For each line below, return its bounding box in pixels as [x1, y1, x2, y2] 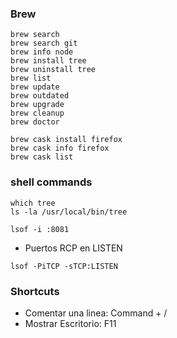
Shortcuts [10, 284, 60, 298]
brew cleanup [10, 108, 65, 119]
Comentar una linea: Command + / [24, 307, 168, 319]
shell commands [10, 175, 93, 189]
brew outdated [10, 91, 70, 101]
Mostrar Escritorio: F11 [24, 317, 117, 329]
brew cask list [10, 152, 74, 162]
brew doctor [10, 117, 60, 127]
